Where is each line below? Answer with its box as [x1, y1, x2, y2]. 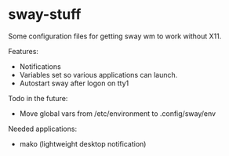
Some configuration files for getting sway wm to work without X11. [8, 31, 222, 41]
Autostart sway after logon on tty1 [19, 78, 129, 88]
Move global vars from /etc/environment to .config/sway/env [19, 108, 216, 118]
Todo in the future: [8, 93, 68, 103]
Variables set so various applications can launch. [19, 70, 178, 79]
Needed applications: [8, 124, 77, 133]
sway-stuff [8, 5, 82, 24]
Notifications [19, 61, 61, 71]
